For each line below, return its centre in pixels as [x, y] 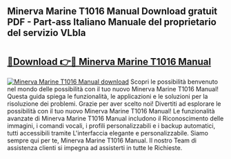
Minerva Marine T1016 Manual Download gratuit [112, 11]
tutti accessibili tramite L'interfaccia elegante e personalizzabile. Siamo [108, 133]
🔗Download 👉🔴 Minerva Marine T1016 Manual [109, 62]
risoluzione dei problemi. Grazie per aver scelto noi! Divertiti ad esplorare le [114, 104]
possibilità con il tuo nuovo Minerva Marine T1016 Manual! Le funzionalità [111, 111]
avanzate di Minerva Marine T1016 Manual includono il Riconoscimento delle [115, 118]
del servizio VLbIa [47, 33]
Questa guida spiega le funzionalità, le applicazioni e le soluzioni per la [108, 96]
